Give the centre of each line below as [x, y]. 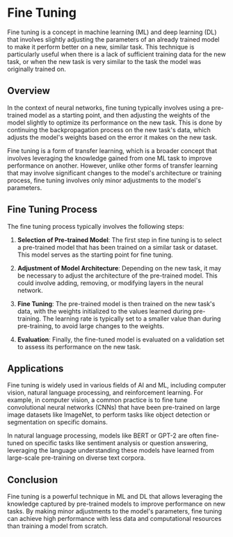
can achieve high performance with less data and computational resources [114, 519]
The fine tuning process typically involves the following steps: [96, 226]
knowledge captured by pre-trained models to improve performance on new [116, 504]
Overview [29, 91]
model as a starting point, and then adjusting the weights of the [120, 115]
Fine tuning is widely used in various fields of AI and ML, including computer [116, 385]
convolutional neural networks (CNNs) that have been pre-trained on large [114, 408]
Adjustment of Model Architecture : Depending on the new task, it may [119, 268]
